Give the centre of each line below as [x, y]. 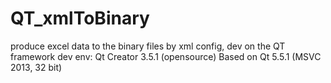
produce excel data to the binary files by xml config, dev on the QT [148, 46]
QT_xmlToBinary [80, 18]
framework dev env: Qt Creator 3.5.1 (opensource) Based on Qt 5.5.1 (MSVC [166, 56]
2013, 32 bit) [36, 67]
